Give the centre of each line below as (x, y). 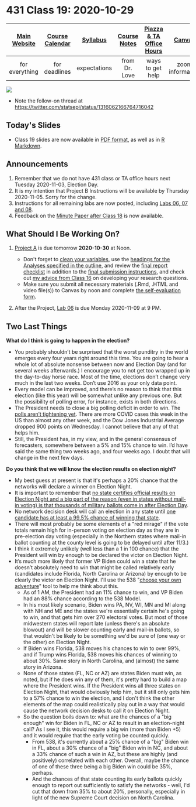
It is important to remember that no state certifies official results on (95, 493)
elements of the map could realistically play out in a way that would (104, 705)
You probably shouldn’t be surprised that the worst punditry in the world (101, 352)
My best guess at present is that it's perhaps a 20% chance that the (96, 480)
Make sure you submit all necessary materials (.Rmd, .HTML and (101, 284)
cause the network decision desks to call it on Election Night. (97, 711)
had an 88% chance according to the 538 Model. (82, 599)
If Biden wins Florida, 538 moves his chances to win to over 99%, (102, 648)
